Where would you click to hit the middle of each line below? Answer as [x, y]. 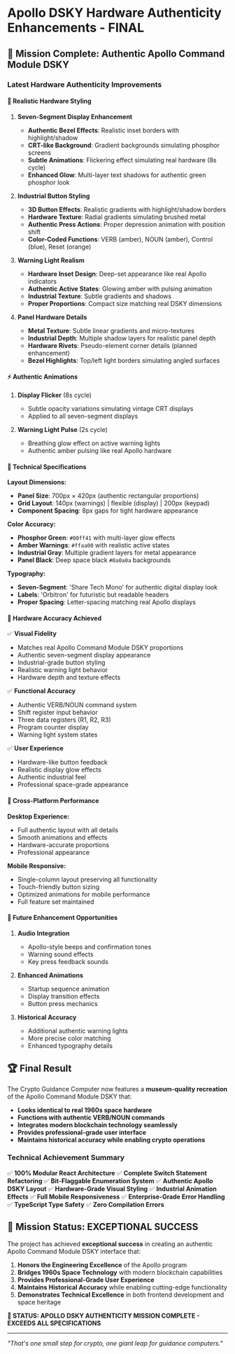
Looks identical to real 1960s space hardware [85, 1110]
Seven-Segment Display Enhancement [75, 116]
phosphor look [49, 182]
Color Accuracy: [31, 524]
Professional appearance [53, 852]
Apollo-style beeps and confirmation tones [90, 947]
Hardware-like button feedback [63, 762]
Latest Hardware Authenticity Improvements [85, 84]
